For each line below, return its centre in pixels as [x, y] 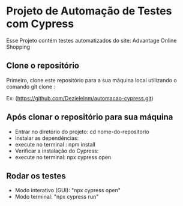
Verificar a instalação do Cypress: [57, 151]
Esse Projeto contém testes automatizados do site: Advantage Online [91, 40]
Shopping [18, 47]
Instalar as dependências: [47, 138]
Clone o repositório [43, 66]
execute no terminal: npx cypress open [63, 157]
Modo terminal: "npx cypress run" [57, 197]
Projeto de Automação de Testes [89, 11]
